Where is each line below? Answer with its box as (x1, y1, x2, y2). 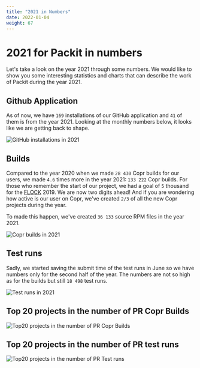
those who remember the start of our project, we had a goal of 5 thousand (6, 182, 189, 189)
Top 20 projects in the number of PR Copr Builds (6, 306, 190, 316)
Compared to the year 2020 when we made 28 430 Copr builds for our (6, 169, 180, 176)
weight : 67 (6, 20, 34, 26)
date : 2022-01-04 (6, 14, 50, 20)
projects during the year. (6, 201, 67, 208)
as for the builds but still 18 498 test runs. (6, 277, 108, 284)
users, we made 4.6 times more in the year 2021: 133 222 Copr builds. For (6, 175, 188, 183)
